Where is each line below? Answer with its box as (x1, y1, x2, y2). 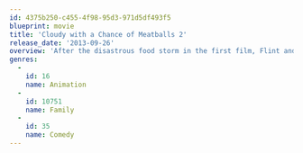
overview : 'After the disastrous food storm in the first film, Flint (9, 47, 280, 56)
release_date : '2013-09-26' (9, 38, 115, 48)
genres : (9, 55, 39, 64)
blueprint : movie (9, 22, 75, 31)
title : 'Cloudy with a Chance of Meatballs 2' (9, 30, 188, 39)
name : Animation (25, 80, 87, 89)
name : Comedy (25, 130, 75, 139)
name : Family (25, 105, 75, 114)
